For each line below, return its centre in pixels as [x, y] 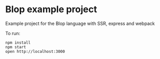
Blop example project [51, 9]
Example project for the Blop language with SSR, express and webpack [80, 23]
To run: [13, 33]
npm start [16, 47]
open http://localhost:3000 [35, 51]
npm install [18, 42]
